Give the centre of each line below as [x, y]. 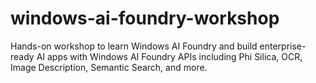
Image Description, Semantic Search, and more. [109, 67]
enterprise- [283, 46]
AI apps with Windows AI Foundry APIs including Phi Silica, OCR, [169, 56]
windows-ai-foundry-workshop [145, 18]
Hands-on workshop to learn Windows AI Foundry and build [134, 46]
